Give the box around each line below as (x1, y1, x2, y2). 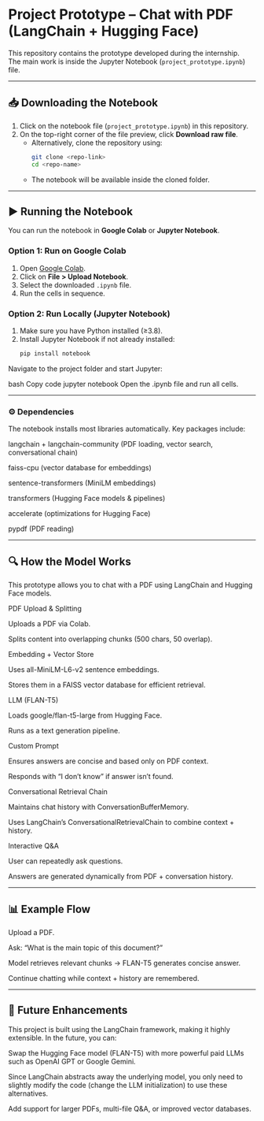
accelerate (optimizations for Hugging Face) (8, 509, 151, 518)
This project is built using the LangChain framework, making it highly (8, 1024, 230, 1034)
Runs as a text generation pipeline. (8, 726, 120, 735)
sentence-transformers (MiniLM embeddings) (8, 478, 156, 488)
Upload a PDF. (8, 927, 55, 937)
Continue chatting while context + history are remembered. (8, 973, 200, 982)
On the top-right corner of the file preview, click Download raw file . (19, 129, 238, 139)
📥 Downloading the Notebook (8, 96, 159, 110)
